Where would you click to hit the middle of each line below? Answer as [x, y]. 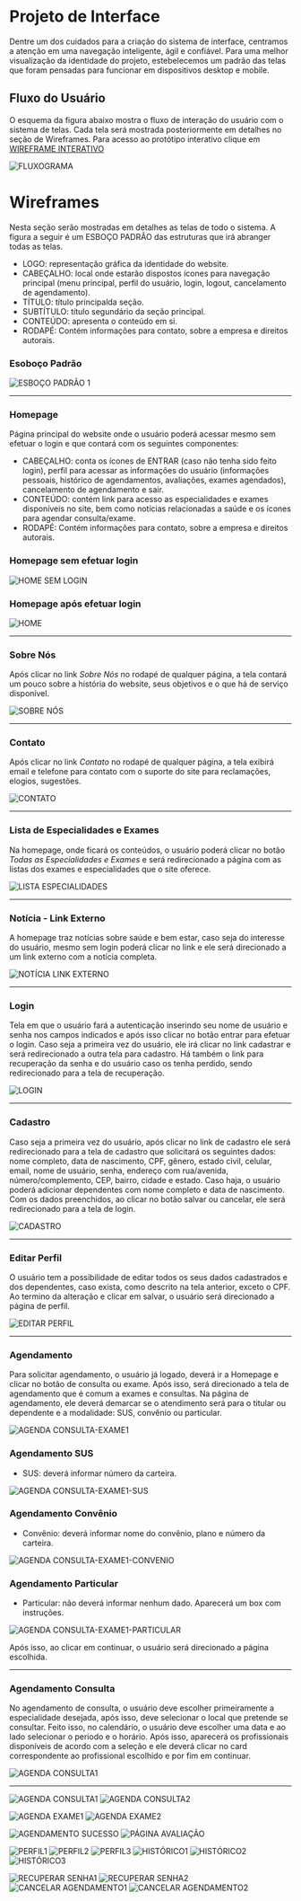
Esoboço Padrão [46, 363]
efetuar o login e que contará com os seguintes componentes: [124, 444]
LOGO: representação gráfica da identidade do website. [125, 263]
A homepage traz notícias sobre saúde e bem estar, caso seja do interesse [147, 938]
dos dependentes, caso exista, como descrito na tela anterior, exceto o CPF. [150, 1286]
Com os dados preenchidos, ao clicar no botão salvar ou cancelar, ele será [147, 1199]
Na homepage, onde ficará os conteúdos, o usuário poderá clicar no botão [147, 850]
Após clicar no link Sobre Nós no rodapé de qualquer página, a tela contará [148, 675]
